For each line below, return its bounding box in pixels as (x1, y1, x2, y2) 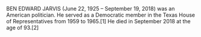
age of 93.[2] (6, 24, 39, 31)
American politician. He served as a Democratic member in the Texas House (6, 11, 196, 18)
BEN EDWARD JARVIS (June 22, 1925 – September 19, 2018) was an (6, 5, 175, 12)
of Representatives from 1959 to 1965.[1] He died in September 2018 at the (6, 18, 191, 24)
